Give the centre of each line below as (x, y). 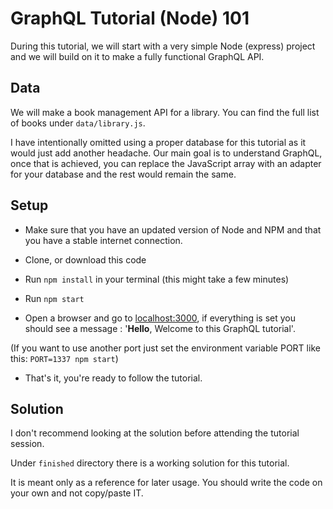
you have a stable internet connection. (103, 240)
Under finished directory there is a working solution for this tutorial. (150, 463)
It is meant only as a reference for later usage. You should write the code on (166, 483)
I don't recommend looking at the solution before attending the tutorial (155, 433)
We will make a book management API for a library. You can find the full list (165, 112)
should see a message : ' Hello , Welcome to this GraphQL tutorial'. (160, 328)
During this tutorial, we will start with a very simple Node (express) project (163, 46)
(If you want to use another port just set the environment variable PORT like (165, 348)
